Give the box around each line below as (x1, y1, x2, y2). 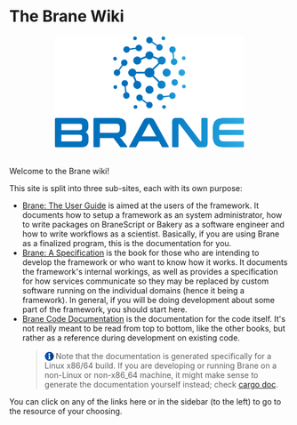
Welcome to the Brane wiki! (9, 165, 109, 176)
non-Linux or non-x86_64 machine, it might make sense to (44, 369, 259, 380)
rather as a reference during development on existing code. (21, 332, 240, 343)
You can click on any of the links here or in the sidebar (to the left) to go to (9, 396, 282, 406)
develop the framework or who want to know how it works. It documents (21, 256, 288, 268)
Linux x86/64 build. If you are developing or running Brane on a (44, 360, 277, 371)
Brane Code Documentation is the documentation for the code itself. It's (21, 313, 286, 324)
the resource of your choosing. (9, 405, 123, 416)
